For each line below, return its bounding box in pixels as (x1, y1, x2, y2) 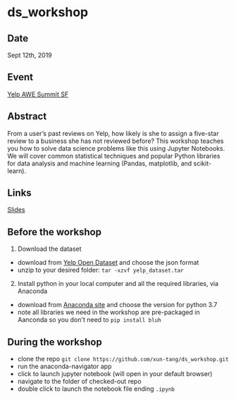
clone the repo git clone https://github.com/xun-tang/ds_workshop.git (17, 355, 229, 363)
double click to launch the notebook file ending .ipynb (17, 385, 175, 393)
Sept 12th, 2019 (7, 51, 53, 59)
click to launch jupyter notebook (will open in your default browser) (17, 370, 213, 378)
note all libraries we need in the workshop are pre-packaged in (17, 308, 200, 317)
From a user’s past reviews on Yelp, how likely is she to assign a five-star (7, 129, 220, 137)
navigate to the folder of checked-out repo (17, 377, 142, 386)
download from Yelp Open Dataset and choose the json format (17, 258, 199, 267)
